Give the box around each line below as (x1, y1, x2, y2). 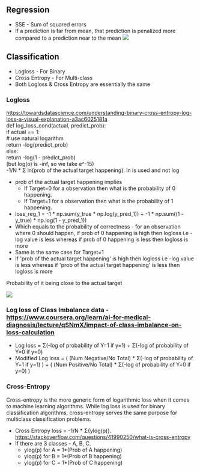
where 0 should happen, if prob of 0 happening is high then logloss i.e (14, 229, 189, 236)
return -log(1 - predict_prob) (6, 153, 76, 161)
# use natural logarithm (6, 135, 64, 142)
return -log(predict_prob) (6, 141, 68, 148)
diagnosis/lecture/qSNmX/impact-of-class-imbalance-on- (6, 320, 182, 329)
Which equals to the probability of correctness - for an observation (14, 222, 181, 230)
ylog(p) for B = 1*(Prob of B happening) (23, 452, 122, 459)
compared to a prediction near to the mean (14, 34, 121, 41)
